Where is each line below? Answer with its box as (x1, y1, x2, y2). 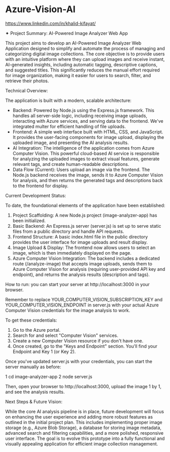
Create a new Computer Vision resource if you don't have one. (12, 337, 144, 343)
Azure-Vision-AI (5, 4, 76, 15)
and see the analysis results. (5, 389, 65, 395)
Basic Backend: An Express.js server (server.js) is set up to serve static (12, 223, 161, 229)
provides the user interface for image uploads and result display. (12, 239, 148, 245)
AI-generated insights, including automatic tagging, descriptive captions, (5, 61, 158, 67)
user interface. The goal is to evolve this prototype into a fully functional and (5, 435, 165, 441)
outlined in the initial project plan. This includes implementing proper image (5, 419, 162, 425)
